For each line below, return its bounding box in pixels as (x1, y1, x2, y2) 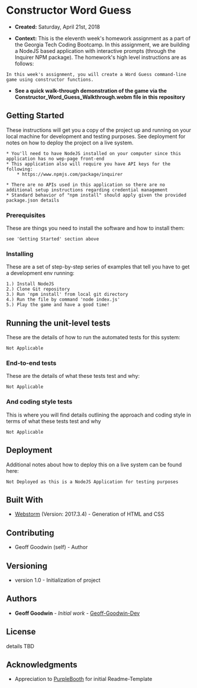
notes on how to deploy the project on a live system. (6, 139, 134, 146)
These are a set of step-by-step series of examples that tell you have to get (6, 263, 190, 270)
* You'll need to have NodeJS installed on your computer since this (6, 150, 182, 156)
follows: (14, 60, 34, 67)
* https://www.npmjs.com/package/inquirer (17, 171, 123, 177)
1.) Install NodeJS (6, 281, 54, 287)
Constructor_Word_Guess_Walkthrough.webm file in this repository (14, 93, 185, 100)
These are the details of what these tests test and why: (6, 373, 140, 380)
